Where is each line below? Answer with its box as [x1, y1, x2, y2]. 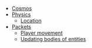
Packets [11, 23, 31, 30]
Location [20, 17, 42, 24]
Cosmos [11, 5, 32, 12]
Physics [11, 11, 31, 18]
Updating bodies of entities [20, 36, 86, 42]
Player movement [20, 29, 63, 36]
